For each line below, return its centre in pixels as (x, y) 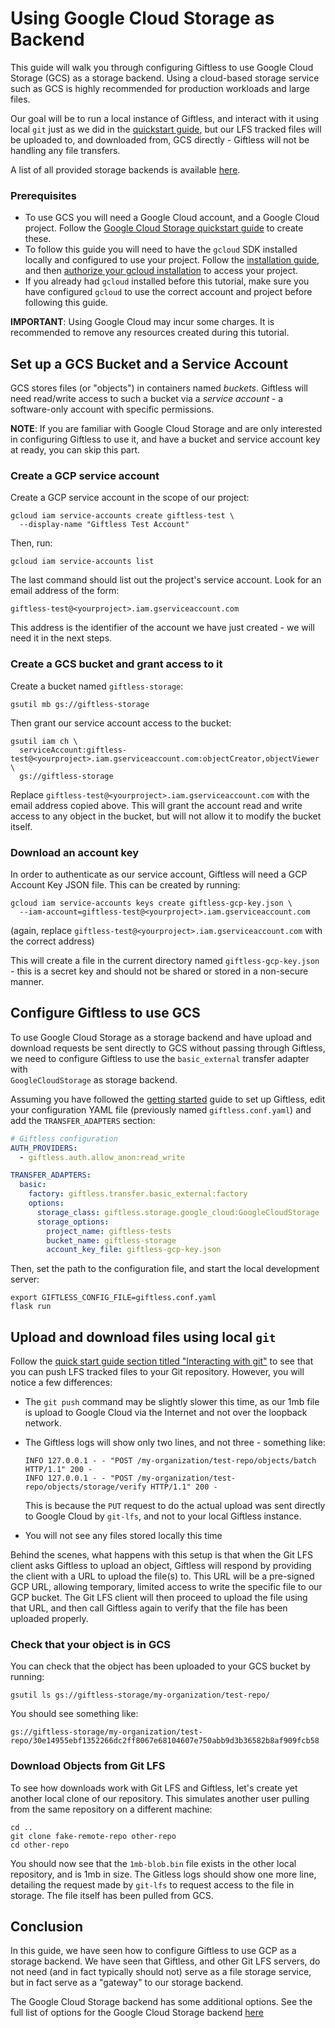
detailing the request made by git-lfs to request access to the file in (152, 1884)
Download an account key (75, 852)
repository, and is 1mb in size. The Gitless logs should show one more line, (163, 1874)
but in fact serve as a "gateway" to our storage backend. (127, 1983)
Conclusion (47, 1927)
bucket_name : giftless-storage (111, 1240)
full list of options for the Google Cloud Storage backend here (137, 2013)
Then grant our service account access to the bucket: (121, 723)
